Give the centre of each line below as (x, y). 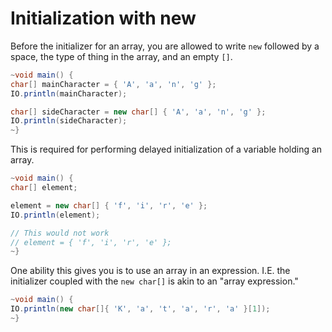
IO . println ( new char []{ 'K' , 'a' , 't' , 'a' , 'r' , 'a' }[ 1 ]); (140, 309)
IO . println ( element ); (55, 215)
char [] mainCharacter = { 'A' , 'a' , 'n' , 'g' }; (113, 84)
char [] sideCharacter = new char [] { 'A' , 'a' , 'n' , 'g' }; (138, 112)
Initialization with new (103, 18)
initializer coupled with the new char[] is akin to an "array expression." (154, 281)
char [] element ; (44, 188)
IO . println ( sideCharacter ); (69, 121)
